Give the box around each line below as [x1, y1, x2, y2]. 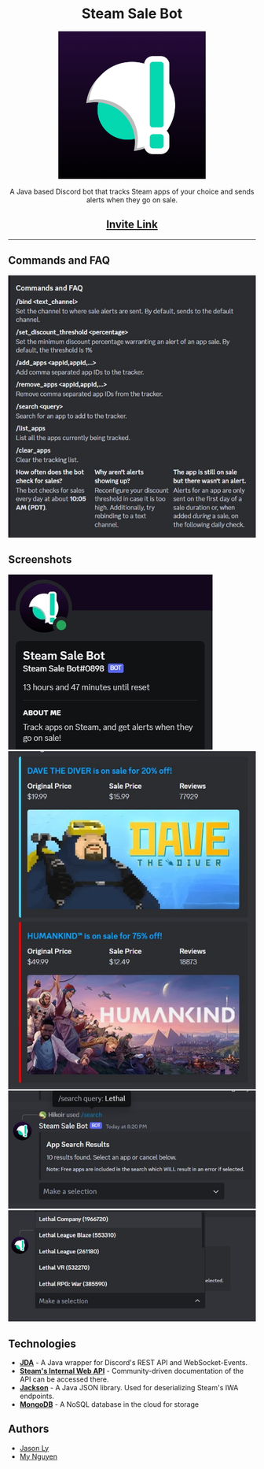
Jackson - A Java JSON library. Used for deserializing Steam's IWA [19, 1382, 239, 1392]
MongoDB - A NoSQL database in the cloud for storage [19, 1399, 199, 1409]
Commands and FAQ [8, 253, 110, 268]
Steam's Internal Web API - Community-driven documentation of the [19, 1366, 244, 1375]
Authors [8, 1423, 49, 1436]
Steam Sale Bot [81, 5, 183, 23]
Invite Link [105, 218, 159, 231]
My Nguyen [19, 1452, 57, 1461]
